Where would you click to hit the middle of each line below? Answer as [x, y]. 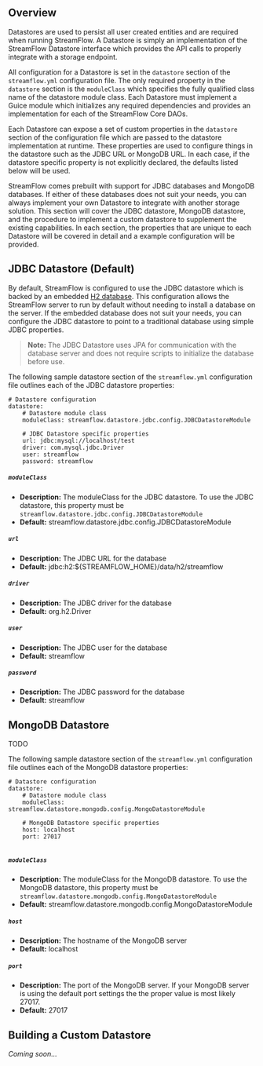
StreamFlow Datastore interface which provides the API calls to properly [125, 48]
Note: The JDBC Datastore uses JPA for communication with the [132, 345]
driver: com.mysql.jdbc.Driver [73, 447]
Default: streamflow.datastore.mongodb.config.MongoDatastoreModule [136, 904]
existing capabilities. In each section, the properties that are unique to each [130, 228]
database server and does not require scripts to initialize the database [141, 353]
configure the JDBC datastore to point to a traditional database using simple [131, 321]
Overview [33, 13]
